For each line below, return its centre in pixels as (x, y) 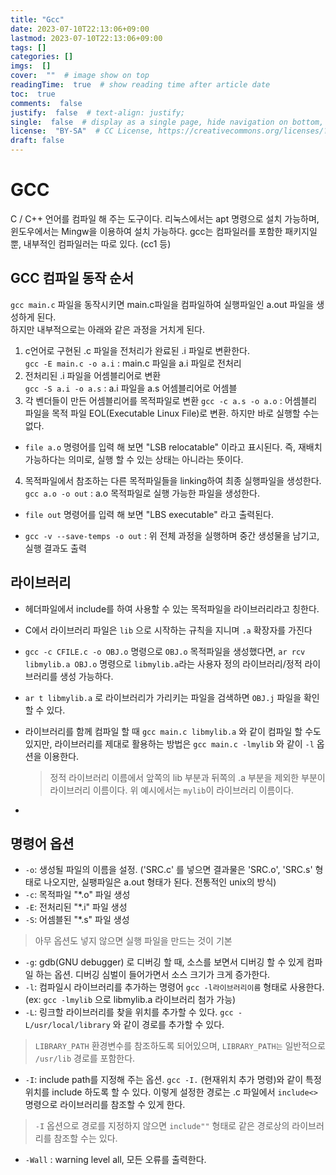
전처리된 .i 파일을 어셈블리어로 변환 (93, 375)
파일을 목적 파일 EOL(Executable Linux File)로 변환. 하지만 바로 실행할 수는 (172, 413)
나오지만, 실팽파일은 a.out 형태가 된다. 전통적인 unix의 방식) (160, 882)
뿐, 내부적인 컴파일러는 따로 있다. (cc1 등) (91, 243)
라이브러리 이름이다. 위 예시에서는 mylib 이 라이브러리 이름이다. (172, 790)
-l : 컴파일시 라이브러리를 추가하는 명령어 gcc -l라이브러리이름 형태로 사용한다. (174, 987)
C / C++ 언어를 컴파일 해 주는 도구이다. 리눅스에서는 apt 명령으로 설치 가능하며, (165, 218)
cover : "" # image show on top (80, 76)
